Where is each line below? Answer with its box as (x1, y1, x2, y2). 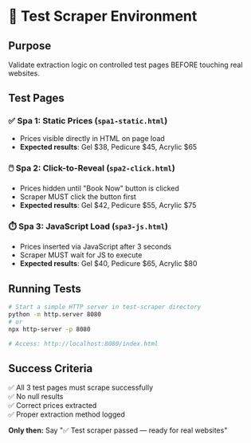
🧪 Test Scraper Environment (8, 7, 198, 25)
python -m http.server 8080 (8, 310, 102, 318)
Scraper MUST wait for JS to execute (19, 250, 143, 260)
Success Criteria (8, 362, 93, 375)
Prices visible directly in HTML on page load (19, 133, 165, 143)
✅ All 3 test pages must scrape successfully (8, 382, 154, 393)
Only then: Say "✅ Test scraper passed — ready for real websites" (8, 425, 228, 435)
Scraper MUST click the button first (19, 191, 137, 202)
